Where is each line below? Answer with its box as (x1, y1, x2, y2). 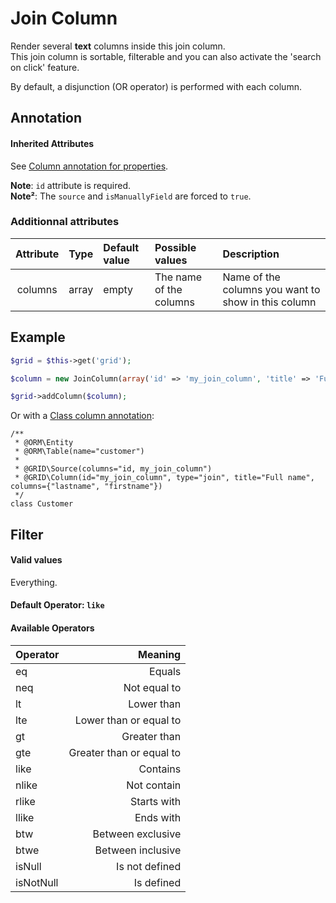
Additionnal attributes (10, 215, 120, 229)
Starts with (129, 794, 182, 808)
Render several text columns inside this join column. (10, 40, 226, 52)
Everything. (10, 576, 58, 588)
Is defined (133, 875, 182, 889)
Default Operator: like (10, 599, 105, 611)
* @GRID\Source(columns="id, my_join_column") (14, 464, 213, 474)
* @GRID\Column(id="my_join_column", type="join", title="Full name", (14, 473, 315, 483)
